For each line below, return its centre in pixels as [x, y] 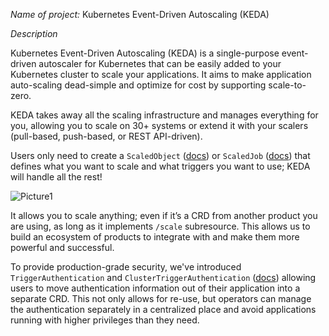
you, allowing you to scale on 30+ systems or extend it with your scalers [159, 125]
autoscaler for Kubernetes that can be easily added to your [160, 63]
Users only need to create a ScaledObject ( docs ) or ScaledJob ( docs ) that [160, 155]
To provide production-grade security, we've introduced [126, 267]
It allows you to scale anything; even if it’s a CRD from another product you [164, 215]
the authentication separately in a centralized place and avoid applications [163, 309]
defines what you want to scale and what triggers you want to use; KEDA [160, 166]
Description [34, 33]
